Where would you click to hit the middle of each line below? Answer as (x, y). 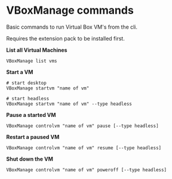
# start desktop (26, 83)
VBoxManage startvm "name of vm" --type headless (69, 104)
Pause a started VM (31, 115)
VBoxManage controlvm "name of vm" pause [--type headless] (83, 126)
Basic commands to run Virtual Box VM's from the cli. (72, 27)
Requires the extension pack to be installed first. (66, 38)
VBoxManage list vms (32, 61)
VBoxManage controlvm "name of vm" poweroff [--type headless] (87, 170)
